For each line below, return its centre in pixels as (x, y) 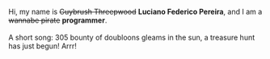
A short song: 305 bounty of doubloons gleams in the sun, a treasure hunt (132, 37)
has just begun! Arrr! (42, 46)
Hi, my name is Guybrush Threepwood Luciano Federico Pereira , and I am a (135, 12)
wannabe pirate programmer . (58, 20)
